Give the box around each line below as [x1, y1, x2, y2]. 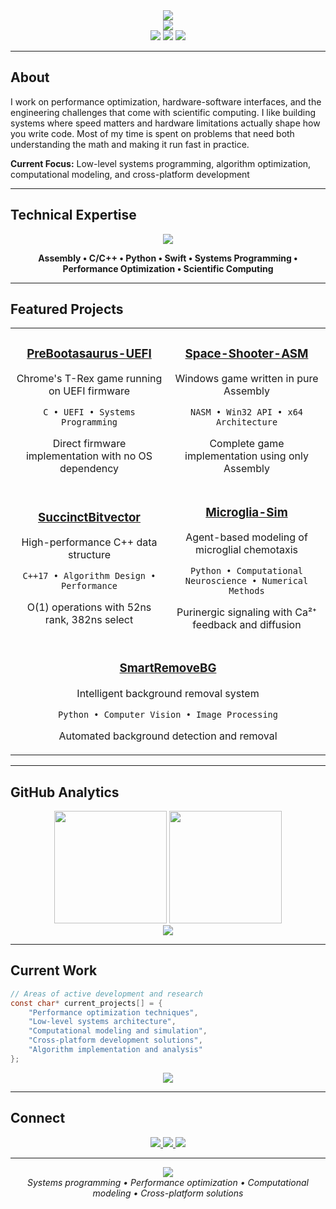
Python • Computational [189, 565, 304, 577]
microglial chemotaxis [195, 543, 298, 557]
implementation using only [184, 449, 309, 463]
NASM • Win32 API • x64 [189, 407, 304, 418]
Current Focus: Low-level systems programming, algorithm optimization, [10, 157, 312, 169]
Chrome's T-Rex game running [16, 372, 163, 386]
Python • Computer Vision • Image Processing [58, 709, 278, 721]
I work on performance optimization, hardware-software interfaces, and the [10, 95, 322, 108]
